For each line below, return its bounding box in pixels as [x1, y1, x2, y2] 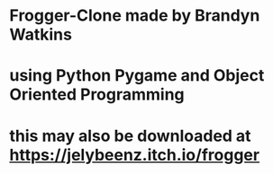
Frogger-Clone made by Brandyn [9, 5, 260, 26]
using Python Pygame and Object [9, 65, 265, 86]
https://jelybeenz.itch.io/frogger [9, 144, 259, 165]
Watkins [9, 24, 72, 45]
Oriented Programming [9, 84, 185, 105]
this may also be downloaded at [9, 125, 251, 146]
